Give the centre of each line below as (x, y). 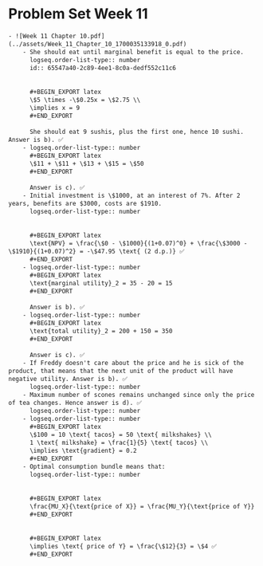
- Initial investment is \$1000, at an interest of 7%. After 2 (131, 195)
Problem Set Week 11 (79, 14)
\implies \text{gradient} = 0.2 (83, 450)
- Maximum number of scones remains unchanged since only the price (139, 395)
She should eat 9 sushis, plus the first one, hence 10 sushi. (137, 132)
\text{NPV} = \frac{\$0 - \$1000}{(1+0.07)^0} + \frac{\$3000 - (138, 243)
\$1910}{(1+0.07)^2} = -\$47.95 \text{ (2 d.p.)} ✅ (96, 251)
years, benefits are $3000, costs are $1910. (85, 203)
